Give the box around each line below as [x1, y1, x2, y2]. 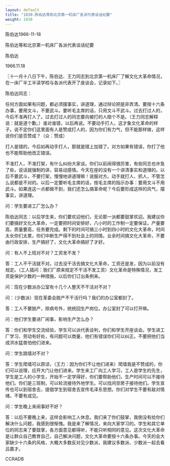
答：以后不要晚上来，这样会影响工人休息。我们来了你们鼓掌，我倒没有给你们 [5, 414, 165, 420]
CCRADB [5, 456, 24, 462]
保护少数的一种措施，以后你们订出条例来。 [14, 273, 103, 279]
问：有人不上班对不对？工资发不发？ [5, 250, 81, 256]
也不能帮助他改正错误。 [5, 150, 54, 156]
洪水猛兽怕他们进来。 [9, 340, 54, 346]
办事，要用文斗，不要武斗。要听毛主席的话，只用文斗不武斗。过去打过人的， [5, 107, 165, 114]
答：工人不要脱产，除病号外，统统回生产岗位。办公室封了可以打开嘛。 [5, 306, 152, 312]
